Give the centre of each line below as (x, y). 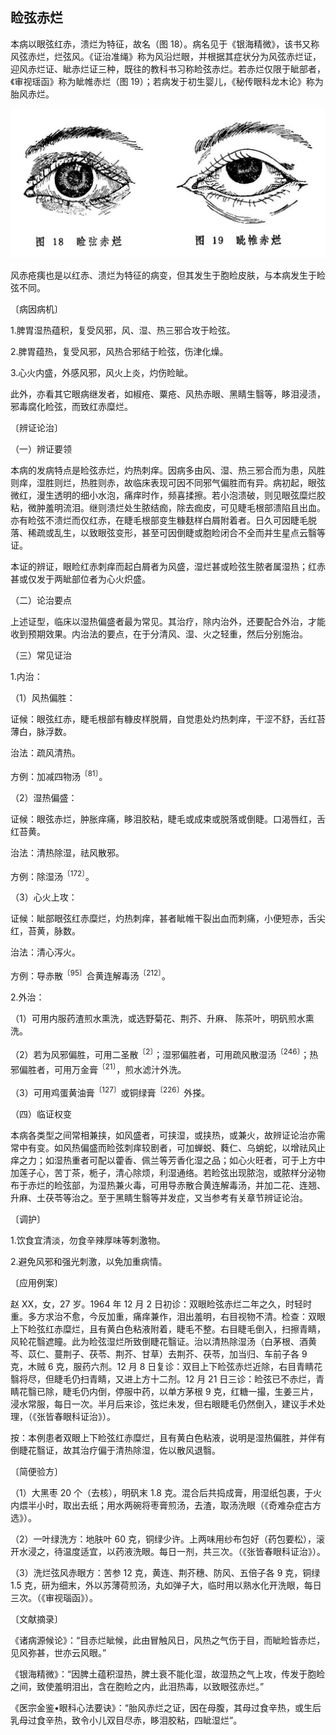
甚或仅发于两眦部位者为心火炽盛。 (80, 579)
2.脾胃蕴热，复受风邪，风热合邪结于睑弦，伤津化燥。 (119, 352)
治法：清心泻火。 (45, 952)
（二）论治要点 (41, 600)
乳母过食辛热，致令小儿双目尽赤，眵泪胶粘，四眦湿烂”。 (126, 1720)
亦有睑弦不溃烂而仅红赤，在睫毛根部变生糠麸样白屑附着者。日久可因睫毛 (159, 520)
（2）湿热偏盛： (44, 797)
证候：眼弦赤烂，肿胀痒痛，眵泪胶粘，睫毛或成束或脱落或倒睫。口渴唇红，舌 (168, 819)
